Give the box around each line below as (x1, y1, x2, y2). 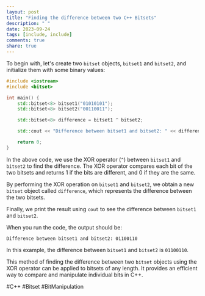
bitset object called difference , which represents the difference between (6, 187, 192, 194)
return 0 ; (17, 139, 43, 145)
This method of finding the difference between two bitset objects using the (6, 258, 197, 265)
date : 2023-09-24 (6, 26, 51, 32)
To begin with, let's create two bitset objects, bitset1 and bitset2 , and (6, 59, 187, 67)
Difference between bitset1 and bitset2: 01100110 (6, 236, 138, 242)
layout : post (6, 9, 40, 15)
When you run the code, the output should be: (6, 223, 123, 231)
